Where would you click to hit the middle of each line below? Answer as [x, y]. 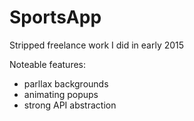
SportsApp [55, 17]
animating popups [61, 94]
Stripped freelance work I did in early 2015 [97, 45]
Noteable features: [48, 64]
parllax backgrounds [66, 83]
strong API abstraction [70, 105]
